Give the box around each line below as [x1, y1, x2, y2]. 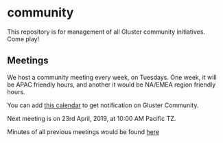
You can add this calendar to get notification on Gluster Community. [7, 101, 199, 109]
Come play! [7, 34, 40, 43]
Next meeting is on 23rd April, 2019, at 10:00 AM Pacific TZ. [7, 114, 176, 122]
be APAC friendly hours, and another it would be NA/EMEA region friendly [7, 80, 216, 89]
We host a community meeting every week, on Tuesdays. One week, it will [7, 73, 218, 81]
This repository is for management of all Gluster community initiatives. [7, 27, 206, 36]
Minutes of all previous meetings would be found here [7, 127, 160, 135]
